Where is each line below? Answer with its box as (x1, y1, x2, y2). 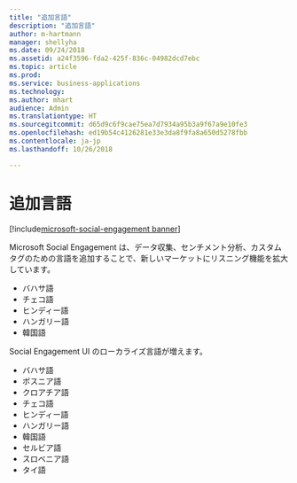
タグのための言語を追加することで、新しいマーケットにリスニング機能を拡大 (9, 253, 289, 263)
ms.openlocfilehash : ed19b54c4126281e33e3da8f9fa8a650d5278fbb (9, 129, 248, 137)
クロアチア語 (21, 386, 69, 397)
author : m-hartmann (9, 29, 82, 38)
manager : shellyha (9, 37, 77, 47)
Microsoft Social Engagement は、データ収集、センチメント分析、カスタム (9, 241, 282, 253)
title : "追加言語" (9, 12, 73, 22)
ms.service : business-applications (9, 79, 141, 88)
